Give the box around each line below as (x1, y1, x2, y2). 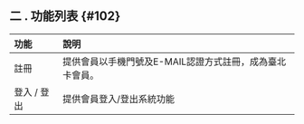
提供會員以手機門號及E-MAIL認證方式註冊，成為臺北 (62, 55, 287, 68)
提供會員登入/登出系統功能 (62, 92, 175, 105)
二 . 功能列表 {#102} (9, 8, 121, 24)
